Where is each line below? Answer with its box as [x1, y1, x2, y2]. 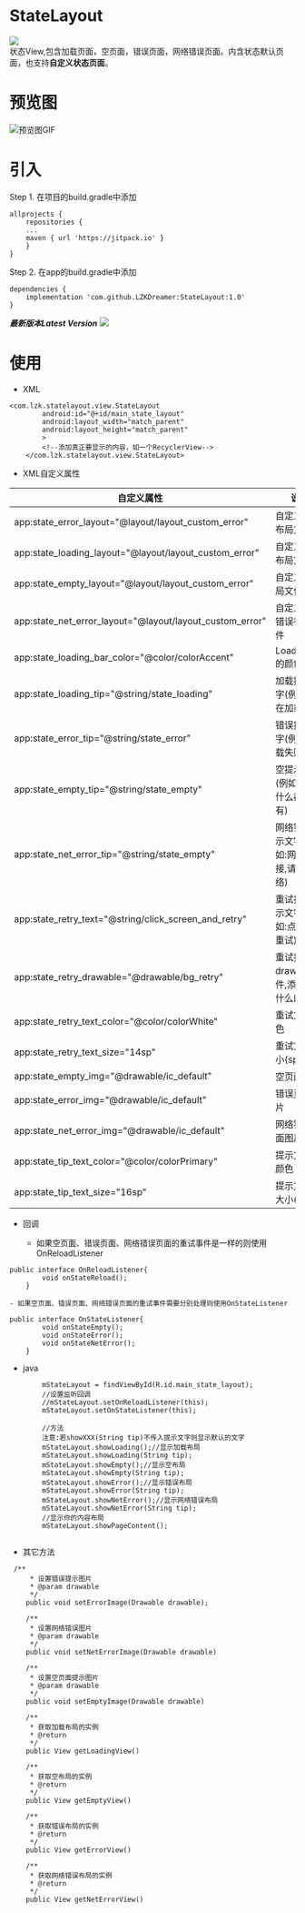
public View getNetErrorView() [25, 1895, 144, 1904]
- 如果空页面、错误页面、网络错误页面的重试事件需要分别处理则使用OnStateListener [9, 1299, 289, 1308]
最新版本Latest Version [9, 318, 98, 329]
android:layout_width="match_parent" [42, 417, 184, 426]
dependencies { [9, 284, 67, 294]
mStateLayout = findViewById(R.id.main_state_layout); [42, 1380, 254, 1389]
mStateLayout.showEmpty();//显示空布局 [42, 1460, 186, 1470]
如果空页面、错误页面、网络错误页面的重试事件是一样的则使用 [35, 1237, 268, 1248]
